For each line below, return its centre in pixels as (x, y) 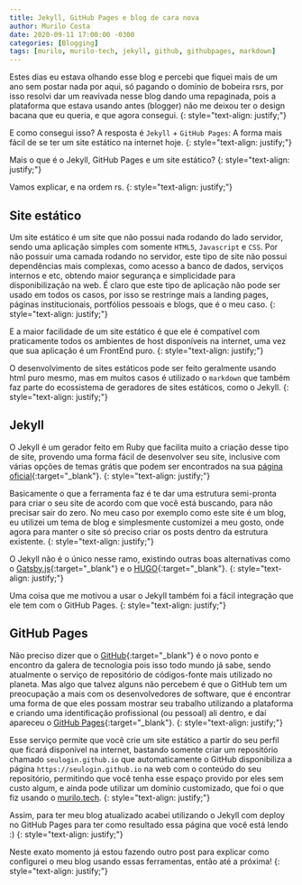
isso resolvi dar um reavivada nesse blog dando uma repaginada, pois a (143, 97)
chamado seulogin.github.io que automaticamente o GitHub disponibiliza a (151, 759)
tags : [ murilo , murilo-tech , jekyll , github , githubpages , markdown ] (143, 51)
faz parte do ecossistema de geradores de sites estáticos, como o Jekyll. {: (149, 387)
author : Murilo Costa (50, 26)
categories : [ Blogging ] (54, 43)
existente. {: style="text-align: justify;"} (82, 541)
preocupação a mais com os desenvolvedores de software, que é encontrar (150, 694)
